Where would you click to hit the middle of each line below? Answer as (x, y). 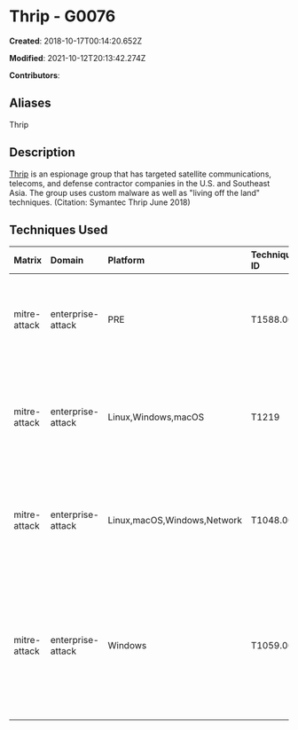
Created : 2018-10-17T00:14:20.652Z (76, 41)
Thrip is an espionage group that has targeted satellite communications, (141, 174)
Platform (126, 261)
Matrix (28, 261)
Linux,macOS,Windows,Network (175, 521)
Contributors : (35, 75)
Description (42, 153)
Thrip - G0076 (63, 16)
